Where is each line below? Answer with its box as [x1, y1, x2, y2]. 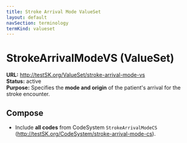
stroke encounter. [6, 91, 50, 98]
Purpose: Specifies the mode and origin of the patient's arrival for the [6, 84, 181, 91]
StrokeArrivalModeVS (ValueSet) [6, 52, 175, 65]
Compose [6, 108, 43, 118]
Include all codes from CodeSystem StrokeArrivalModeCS [14, 124, 158, 131]
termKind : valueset [6, 25, 55, 32]
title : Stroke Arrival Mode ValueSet [6, 8, 101, 15]
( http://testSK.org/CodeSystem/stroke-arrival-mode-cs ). [14, 130, 156, 137]
